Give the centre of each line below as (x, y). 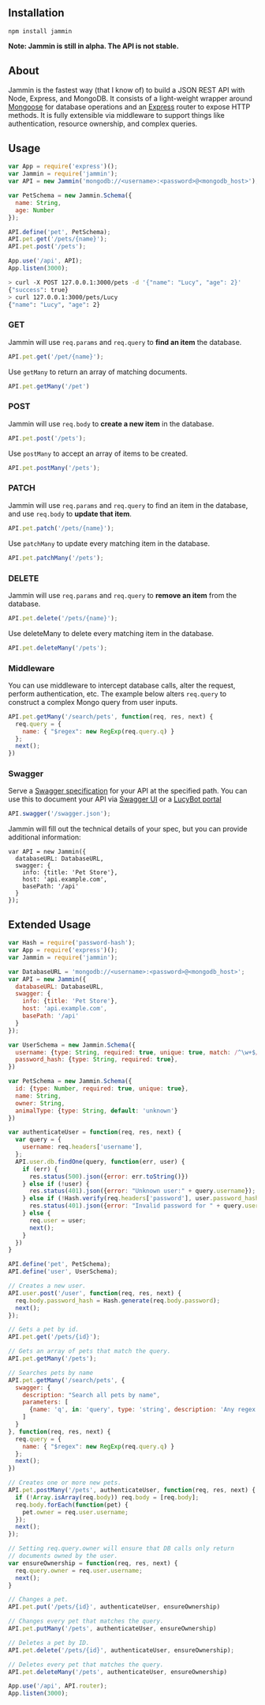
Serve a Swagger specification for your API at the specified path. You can (128, 791)
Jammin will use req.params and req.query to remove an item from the (123, 595)
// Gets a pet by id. (44, 1330)
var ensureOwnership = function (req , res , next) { (93, 1563)
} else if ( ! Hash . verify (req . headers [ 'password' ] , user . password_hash (141, 1199)
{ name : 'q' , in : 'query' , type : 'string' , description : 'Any (132, 1410)
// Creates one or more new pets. (65, 1483)
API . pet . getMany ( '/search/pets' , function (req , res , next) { (111, 716)
